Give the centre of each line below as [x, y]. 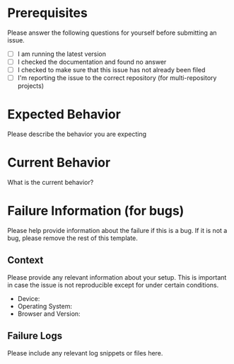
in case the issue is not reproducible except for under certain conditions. [113, 285]
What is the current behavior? [51, 183]
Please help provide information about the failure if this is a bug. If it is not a [117, 231]
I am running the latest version [62, 54]
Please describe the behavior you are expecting [77, 134]
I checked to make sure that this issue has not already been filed [111, 70]
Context [25, 260]
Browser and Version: [49, 314]
